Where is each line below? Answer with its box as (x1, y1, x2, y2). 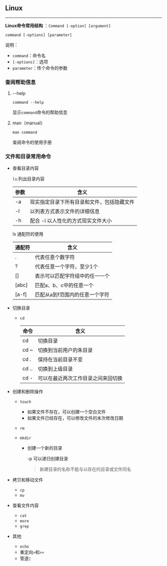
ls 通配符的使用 (12, 231, 44, 237)
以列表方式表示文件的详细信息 (29, 208, 100, 215)
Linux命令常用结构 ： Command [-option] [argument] (5, 22, 111, 28)
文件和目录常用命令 (5, 153, 51, 160)
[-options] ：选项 (12, 58, 48, 64)
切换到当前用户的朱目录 (38, 347, 93, 354)
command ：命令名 (12, 52, 46, 58)
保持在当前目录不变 (38, 356, 83, 363)
